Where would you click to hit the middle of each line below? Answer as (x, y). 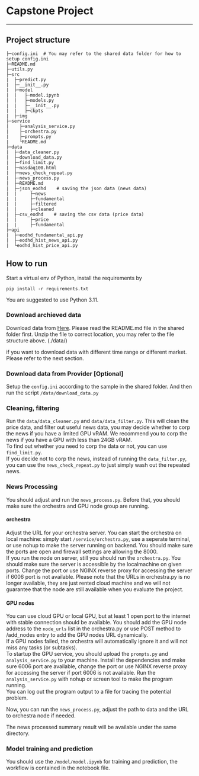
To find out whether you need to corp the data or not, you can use (87, 446)
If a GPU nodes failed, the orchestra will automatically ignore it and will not (97, 642)
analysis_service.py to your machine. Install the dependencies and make (96, 660)
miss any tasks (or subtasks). (42, 647)
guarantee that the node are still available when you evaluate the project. (95, 589)
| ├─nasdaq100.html (32, 168)
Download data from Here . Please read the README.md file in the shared (95, 328)
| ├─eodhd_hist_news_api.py (42, 240)
